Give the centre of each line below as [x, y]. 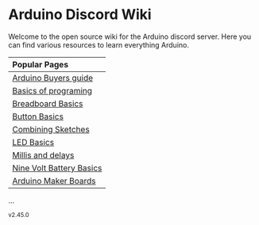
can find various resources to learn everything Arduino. [99, 44]
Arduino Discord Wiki [80, 15]
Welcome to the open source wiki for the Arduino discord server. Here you [130, 36]
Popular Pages [41, 64]
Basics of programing [52, 90]
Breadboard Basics [48, 103]
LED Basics [33, 142]
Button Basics [38, 116]
